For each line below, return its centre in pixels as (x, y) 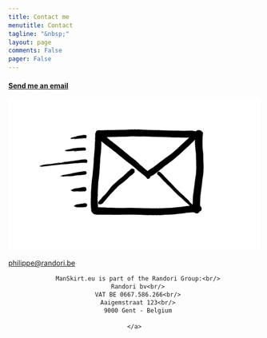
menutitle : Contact (41, 25)
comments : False (35, 51)
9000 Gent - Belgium (138, 311)
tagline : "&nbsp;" (39, 34)
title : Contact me (39, 17)
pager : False (30, 59)
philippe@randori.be (42, 263)
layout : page (30, 42)
